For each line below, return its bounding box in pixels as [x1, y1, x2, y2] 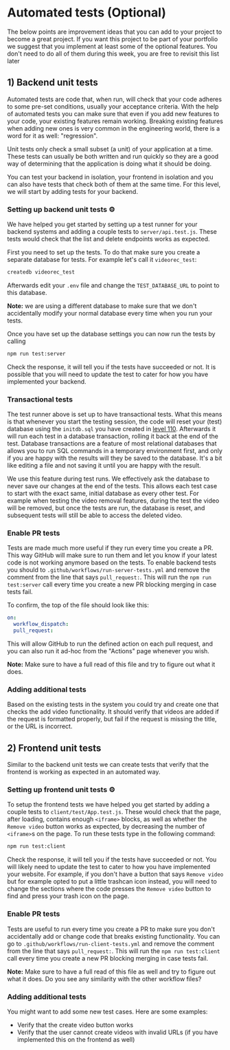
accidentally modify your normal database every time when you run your [7, 309, 213, 317]
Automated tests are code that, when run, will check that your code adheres [7, 95, 222, 103]
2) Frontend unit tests [7, 742, 102, 754]
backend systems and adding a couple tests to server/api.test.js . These [7, 228, 218, 236]
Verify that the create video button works [16, 1020, 134, 1029]
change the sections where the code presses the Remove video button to [7, 885, 211, 893]
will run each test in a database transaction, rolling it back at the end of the [7, 432, 218, 441]
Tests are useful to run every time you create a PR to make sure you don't [7, 925, 215, 933]
